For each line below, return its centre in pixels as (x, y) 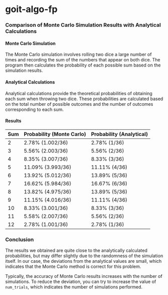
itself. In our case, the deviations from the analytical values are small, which (83, 261)
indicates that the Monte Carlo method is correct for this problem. (73, 267)
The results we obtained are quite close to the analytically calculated (76, 251)
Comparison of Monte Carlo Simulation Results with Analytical (83, 25)
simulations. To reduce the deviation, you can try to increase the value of (81, 282)
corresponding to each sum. (34, 109)
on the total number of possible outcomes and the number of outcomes (79, 104)
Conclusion (20, 239)
